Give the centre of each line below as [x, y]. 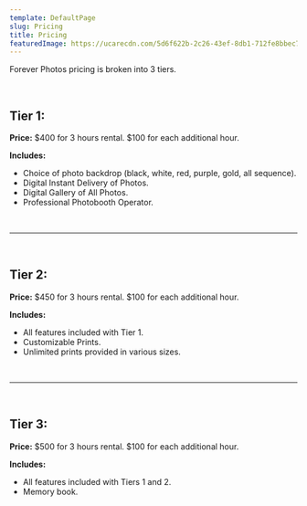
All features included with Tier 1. [83, 332]
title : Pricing [38, 35]
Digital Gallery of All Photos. [75, 193]
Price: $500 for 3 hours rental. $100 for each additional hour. [124, 446]
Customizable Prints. [62, 342]
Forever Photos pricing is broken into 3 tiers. [93, 69]
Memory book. [50, 491]
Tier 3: [29, 424]
